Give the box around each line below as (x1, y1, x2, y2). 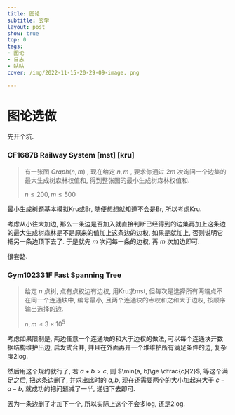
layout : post (7, 23, 46, 30)
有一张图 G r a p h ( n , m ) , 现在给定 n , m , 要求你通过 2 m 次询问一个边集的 (24, 167, 227, 176)
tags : (7, 43, 23, 50)
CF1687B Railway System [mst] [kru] (7, 151, 135, 160)
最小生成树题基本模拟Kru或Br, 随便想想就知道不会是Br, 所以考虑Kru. (7, 205, 202, 213)
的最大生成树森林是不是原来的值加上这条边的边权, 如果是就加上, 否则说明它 (7, 228, 223, 236)
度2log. (7, 352, 28, 360)
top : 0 (7, 37, 27, 44)
